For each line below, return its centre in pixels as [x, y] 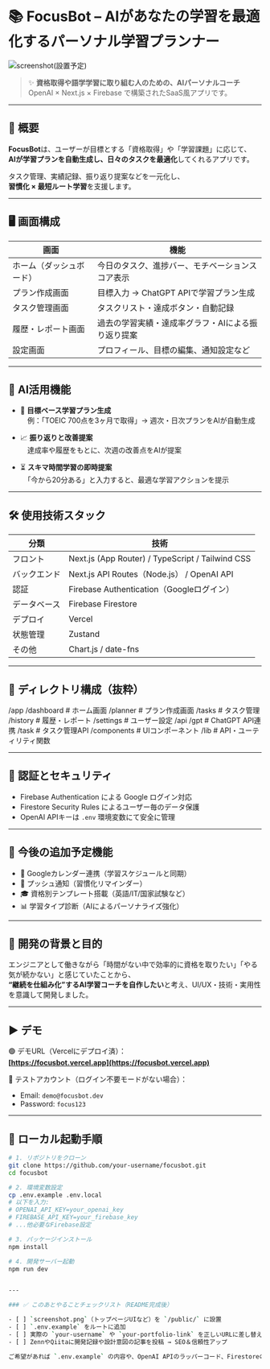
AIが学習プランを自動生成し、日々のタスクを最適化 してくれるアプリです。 [131, 159]
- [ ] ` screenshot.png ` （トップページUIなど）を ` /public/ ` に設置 [115, 1320]
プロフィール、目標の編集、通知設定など [174, 349]
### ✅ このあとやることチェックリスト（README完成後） [90, 1305]
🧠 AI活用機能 [40, 389]
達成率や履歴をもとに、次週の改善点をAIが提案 [104, 450]
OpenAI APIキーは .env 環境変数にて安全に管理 [97, 817]
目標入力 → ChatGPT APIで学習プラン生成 [176, 292]
